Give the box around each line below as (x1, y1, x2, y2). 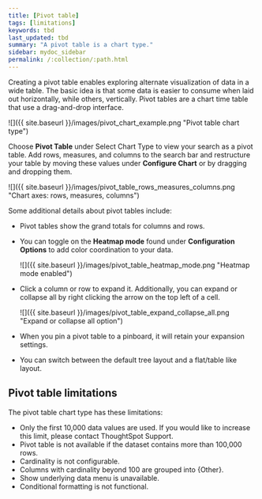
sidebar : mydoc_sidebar (8, 48, 87, 56)
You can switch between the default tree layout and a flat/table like (19, 355, 238, 365)
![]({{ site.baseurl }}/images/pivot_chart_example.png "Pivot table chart (8, 118, 240, 127)
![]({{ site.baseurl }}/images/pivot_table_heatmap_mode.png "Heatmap (19, 260, 250, 270)
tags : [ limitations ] (8, 19, 77, 27)
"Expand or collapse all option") (19, 316, 124, 325)
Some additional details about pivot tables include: (8, 206, 172, 215)
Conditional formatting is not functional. (19, 482, 149, 491)
